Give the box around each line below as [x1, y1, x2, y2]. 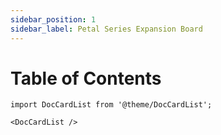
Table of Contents [10, 67, 162, 90]
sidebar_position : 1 [10, 14, 97, 25]
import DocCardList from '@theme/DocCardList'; [10, 100, 213, 110]
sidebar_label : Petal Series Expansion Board [10, 24, 203, 34]
